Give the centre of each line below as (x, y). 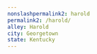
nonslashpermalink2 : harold (49, 14)
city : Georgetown (33, 33)
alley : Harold (28, 27)
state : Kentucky (31, 40)
